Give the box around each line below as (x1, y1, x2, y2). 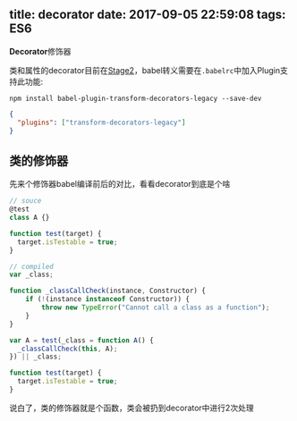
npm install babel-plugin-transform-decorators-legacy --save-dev (9, 94, 262, 103)
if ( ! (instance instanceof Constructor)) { (25, 295, 191, 304)
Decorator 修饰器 (9, 46, 72, 56)
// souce (9, 197, 42, 206)
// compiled (9, 262, 54, 271)
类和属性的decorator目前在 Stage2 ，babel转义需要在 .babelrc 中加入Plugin (9, 64, 280, 75)
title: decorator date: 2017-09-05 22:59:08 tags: (9, 7, 286, 22)
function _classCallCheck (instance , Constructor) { (9, 286, 206, 296)
